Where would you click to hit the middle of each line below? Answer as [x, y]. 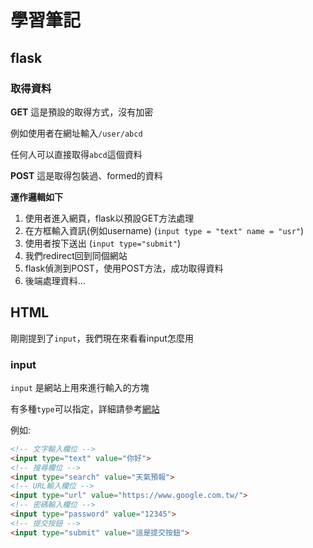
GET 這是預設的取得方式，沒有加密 [82, 112]
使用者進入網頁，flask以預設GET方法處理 [109, 218]
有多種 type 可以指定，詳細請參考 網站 [85, 408]
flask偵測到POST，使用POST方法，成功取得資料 [124, 268]
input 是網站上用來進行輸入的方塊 [80, 387]
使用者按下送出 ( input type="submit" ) [102, 243]
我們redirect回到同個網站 [76, 255]
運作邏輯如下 [36, 197]
